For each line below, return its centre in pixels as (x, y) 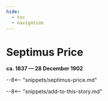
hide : (13, 12)
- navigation (28, 23)
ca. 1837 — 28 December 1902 (45, 68)
